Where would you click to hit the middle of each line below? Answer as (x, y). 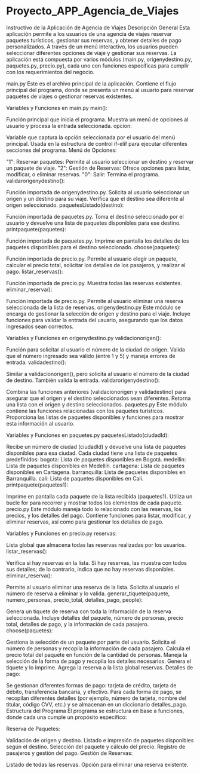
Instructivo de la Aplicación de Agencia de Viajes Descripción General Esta (98, 27)
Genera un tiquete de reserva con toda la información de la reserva (89, 611)
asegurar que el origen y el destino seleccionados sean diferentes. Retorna (99, 398)
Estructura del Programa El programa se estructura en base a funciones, (95, 711)
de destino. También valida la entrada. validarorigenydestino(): (83, 380)
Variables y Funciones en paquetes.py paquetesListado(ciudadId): (87, 435)
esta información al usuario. (40, 423)
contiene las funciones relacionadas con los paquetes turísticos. (85, 411)
